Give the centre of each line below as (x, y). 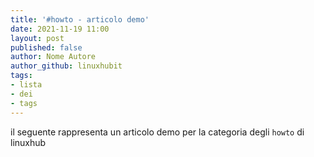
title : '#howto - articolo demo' (80, 19)
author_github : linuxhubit (66, 66)
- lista (26, 85)
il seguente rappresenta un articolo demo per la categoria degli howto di (157, 132)
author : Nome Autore (53, 57)
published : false (46, 47)
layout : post (37, 38)
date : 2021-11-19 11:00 (60, 29)
